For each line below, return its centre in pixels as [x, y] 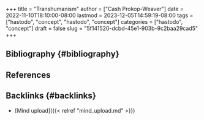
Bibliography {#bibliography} [63, 54]
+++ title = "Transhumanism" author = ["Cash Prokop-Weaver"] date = [95, 9]
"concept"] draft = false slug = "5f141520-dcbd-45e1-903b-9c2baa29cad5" [102, 28]
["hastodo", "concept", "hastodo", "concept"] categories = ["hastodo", [94, 22]
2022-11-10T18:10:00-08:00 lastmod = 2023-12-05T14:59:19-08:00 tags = [100, 15]
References [28, 75]
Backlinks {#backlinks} [51, 96]
